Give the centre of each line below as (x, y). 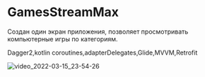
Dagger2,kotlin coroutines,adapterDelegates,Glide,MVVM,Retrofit (102, 52)
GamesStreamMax (63, 12)
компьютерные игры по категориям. (63, 38)
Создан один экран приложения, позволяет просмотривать (98, 31)
